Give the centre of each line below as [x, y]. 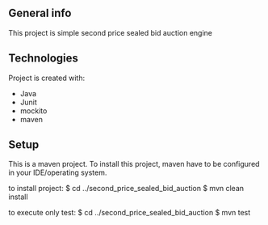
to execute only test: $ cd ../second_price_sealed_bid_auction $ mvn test [130, 213]
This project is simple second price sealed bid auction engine [110, 32]
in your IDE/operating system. [58, 172]
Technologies [44, 59]
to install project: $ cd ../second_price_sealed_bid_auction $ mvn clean [126, 189]
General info [40, 13]
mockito [33, 110]
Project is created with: [47, 78]
